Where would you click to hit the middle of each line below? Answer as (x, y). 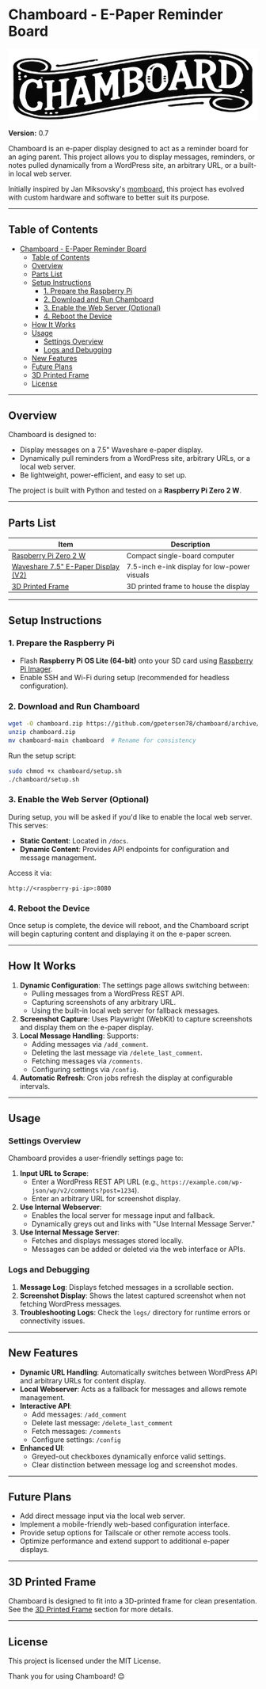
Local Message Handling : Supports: (79, 1036)
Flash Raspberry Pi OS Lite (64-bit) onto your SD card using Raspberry (136, 660)
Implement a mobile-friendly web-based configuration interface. (125, 1524)
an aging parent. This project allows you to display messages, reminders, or (132, 157)
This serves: (28, 825)
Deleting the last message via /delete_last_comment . (117, 1052)
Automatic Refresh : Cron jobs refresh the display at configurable (126, 1078)
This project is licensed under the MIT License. (85, 1661)
